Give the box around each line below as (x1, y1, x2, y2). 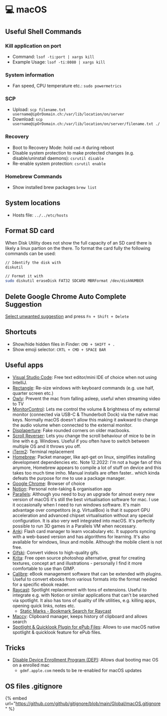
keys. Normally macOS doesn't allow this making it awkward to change (12, 416, 159, 422)
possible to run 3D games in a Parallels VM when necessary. (12, 523, 137, 529)
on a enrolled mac (12, 662, 50, 668)
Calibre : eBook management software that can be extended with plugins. (12, 570, 163, 576)
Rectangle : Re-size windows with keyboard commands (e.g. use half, (12, 384, 155, 390)
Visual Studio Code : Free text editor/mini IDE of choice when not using (12, 374, 157, 380)
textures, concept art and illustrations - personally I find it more (12, 560, 143, 566)
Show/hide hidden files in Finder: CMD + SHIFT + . (12, 341, 115, 347)
